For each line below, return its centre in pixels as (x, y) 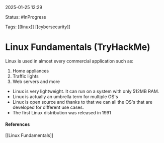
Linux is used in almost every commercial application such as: (69, 61)
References (18, 124)
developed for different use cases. (48, 107)
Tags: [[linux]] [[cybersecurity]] (38, 27)
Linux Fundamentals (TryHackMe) (78, 47)
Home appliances (31, 70)
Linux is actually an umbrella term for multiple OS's (65, 96)
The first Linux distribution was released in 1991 (62, 112)
